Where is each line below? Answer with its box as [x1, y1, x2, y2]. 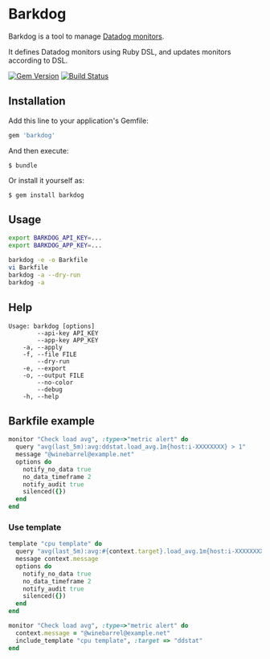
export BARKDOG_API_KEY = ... [8, 234, 103, 242]
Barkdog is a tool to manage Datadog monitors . [8, 31, 165, 41]
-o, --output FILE [22, 371, 84, 379]
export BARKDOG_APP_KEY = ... [8, 242, 103, 250]
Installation [8, 94, 66, 108]
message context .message [15, 555, 99, 563]
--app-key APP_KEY [37, 336, 99, 344]
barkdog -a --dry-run [8, 271, 81, 279]
